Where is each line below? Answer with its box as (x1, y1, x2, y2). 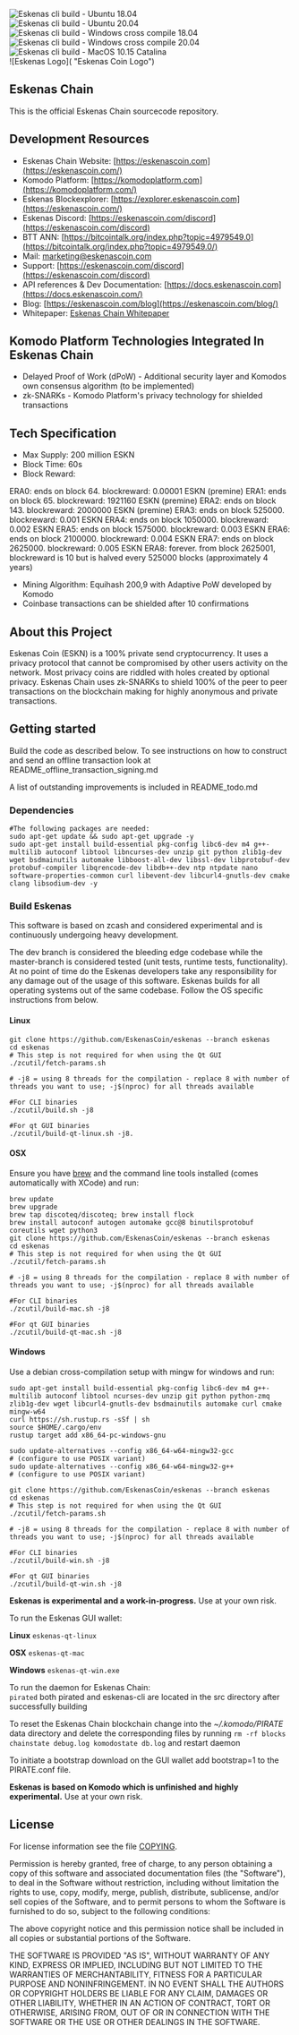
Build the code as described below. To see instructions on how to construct (9, 745, 287, 756)
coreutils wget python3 (9, 1226, 98, 1235)
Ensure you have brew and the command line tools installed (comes (9, 1167, 259, 1178)
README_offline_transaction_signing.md (9, 764, 158, 774)
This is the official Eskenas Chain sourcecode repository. (9, 106, 219, 116)
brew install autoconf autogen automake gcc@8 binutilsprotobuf (9, 1218, 254, 1227)
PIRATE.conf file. (9, 1765, 72, 1775)
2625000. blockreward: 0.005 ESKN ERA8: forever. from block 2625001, (9, 543, 276, 554)
